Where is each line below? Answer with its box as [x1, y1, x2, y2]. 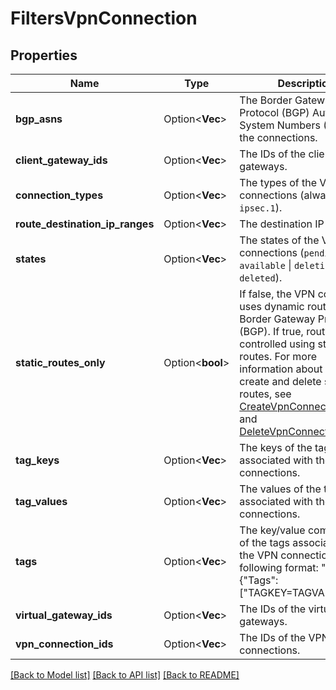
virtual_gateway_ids [15, 608, 113, 622]
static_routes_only [15, 356, 106, 369]
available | [239, 258, 292, 272]
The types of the [239, 176, 317, 189]
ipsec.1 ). [239, 201, 283, 214]
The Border [239, 93, 293, 107]
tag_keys [15, 453, 60, 467]
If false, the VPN [239, 287, 316, 301]
